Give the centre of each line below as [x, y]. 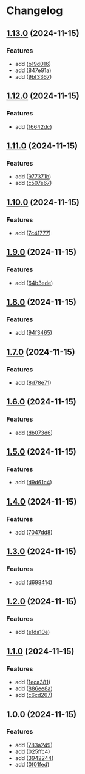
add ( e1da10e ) [32, 632]
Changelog [35, 11]
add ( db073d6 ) [34, 433]
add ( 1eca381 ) [32, 682]
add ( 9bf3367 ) [33, 76]
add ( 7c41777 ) [33, 233]
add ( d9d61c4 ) [34, 483]
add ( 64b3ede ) [34, 283]
